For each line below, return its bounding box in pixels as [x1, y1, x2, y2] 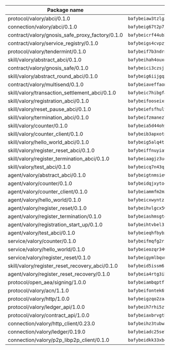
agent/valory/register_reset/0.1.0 [8, 205, 87, 212]
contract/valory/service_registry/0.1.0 [8, 40, 99, 47]
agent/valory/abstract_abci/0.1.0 [8, 172, 86, 179]
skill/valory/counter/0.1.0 [8, 122, 68, 129]
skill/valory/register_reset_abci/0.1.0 [8, 147, 95, 154]
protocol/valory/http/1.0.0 [8, 295, 70, 302]
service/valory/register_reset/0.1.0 [8, 254, 91, 261]
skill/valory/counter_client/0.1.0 [8, 130, 83, 137]
